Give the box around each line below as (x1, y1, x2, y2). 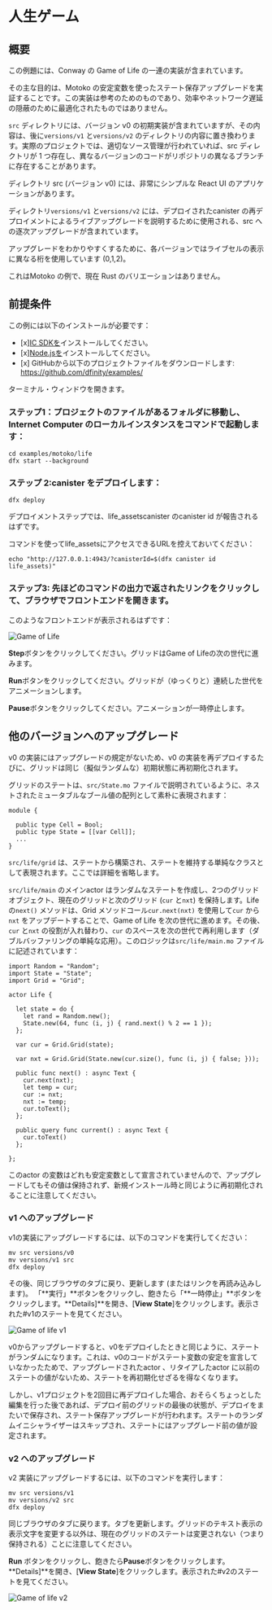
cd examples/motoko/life (8, 450, 93, 458)
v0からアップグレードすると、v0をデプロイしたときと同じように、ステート (8, 1341, 260, 1352)
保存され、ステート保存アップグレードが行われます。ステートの (29, 1410, 242, 1419)
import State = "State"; (8, 969, 93, 977)
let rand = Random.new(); (23, 1011, 111, 1020)
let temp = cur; (23, 1083, 79, 1091)
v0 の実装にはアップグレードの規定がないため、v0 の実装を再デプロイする (8, 752, 257, 762)
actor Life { (8, 990, 53, 998)
